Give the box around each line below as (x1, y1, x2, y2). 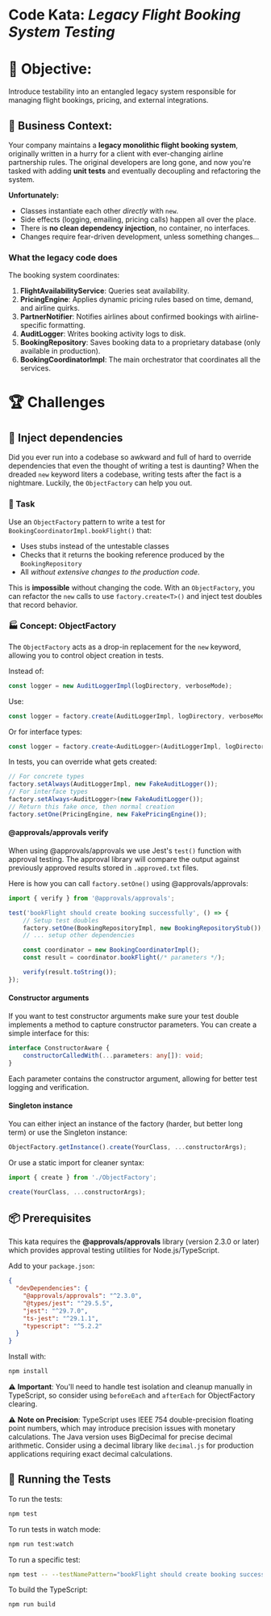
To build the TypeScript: (8, 1584, 89, 1595)
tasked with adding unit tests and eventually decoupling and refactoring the (8, 166, 261, 176)
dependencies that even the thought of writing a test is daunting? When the (8, 461, 260, 471)
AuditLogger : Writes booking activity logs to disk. (19, 329, 186, 339)
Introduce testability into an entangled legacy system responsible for (8, 87, 236, 96)
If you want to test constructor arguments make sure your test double (8, 1011, 240, 1020)
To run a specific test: (8, 1554, 81, 1564)
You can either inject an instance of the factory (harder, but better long (8, 1118, 244, 1128)
